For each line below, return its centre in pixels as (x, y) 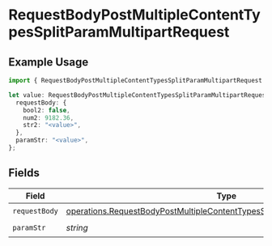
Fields (24, 173)
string (77, 228)
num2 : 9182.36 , (49, 118)
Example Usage (49, 62)
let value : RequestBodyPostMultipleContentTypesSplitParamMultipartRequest (139, 95)
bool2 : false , (47, 110)
